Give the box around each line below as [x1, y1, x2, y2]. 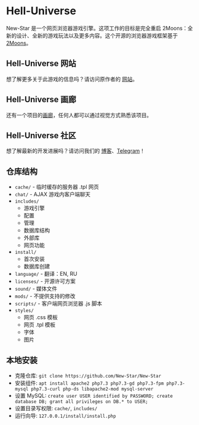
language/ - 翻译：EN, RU [14, 270, 77, 278]
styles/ [14, 308, 34, 314]
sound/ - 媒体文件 [14, 285, 58, 292]
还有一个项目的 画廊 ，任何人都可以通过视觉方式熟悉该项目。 [6, 111, 152, 118]
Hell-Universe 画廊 [6, 95, 77, 105]
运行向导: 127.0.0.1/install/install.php [14, 412, 116, 419]
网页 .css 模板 [23, 314, 58, 321]
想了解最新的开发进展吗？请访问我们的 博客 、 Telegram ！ [6, 147, 146, 155]
